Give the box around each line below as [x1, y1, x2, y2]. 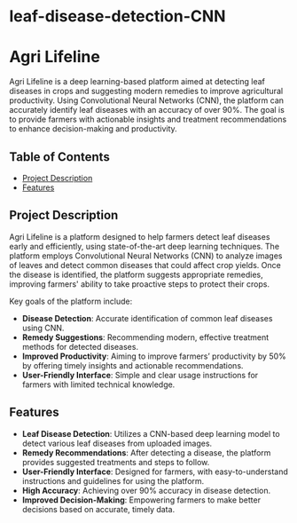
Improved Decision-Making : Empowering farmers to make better [21, 495, 262, 505]
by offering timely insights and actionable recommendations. [21, 360, 244, 370]
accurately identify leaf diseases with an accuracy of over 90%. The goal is [9, 105, 285, 115]
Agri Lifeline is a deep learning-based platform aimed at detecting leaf [9, 76, 266, 87]
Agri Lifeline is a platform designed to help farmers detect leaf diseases [9, 231, 270, 242]
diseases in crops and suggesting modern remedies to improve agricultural [9, 86, 284, 97]
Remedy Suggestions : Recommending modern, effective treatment [21, 331, 270, 343]
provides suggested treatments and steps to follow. [21, 456, 210, 467]
